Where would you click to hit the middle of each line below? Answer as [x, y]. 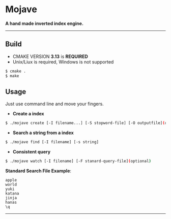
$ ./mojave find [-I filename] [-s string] [52, 142]
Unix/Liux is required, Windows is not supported [63, 61]
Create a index [28, 114]
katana [12, 193]
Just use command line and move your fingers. [55, 104]
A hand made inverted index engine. [45, 23]
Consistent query [32, 152]
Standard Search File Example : [38, 171]
